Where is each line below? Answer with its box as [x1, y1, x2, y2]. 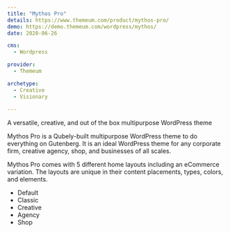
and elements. [7, 175, 48, 184]
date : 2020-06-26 [7, 29, 58, 37]
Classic [17, 196, 39, 204]
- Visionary [13, 93, 49, 100]
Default [17, 188, 39, 197]
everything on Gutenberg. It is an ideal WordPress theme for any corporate [7, 140, 221, 148]
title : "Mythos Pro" [7, 10, 67, 17]
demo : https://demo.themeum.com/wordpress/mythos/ [7, 23, 157, 30]
